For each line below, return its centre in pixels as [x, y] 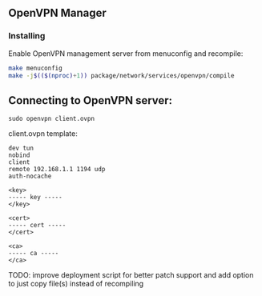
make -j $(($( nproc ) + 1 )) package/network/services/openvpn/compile [121, 75]
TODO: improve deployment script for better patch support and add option [131, 275]
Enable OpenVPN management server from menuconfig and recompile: [126, 53]
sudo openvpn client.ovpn [51, 119]
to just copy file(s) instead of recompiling [76, 284]
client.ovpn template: [43, 134]
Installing [27, 36]
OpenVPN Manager [57, 13]
